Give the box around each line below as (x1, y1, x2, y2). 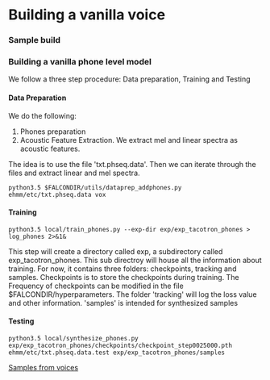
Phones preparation (19, 127, 86, 136)
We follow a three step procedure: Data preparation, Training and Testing (8, 74, 251, 84)
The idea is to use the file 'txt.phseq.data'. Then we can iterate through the (8, 159, 256, 169)
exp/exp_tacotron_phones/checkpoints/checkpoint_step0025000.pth (8, 341, 232, 350)
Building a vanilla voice (8, 6, 166, 24)
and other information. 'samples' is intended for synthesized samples (8, 298, 239, 307)
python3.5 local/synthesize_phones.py (8, 335, 139, 343)
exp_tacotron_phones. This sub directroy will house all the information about (8, 255, 262, 265)
